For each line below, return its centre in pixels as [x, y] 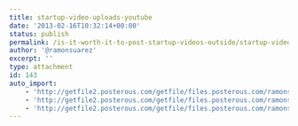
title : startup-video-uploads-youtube [81, 17]
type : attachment [41, 67]
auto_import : [33, 83]
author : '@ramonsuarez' [53, 51]
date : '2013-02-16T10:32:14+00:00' [75, 26]
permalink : [29, 42]
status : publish [39, 34]
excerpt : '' [31, 59]
